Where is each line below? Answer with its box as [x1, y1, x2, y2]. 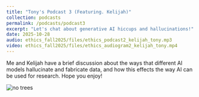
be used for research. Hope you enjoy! [6, 72, 103, 79]
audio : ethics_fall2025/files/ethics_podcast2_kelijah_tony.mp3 [6, 37, 172, 43]
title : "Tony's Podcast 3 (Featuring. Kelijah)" [6, 8, 132, 15]
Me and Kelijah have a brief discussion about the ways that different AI [6, 59, 183, 67]
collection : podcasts [6, 15, 61, 21]
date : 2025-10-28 [6, 32, 50, 38]
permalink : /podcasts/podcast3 [6, 20, 86, 26]
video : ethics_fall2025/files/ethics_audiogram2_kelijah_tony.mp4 [6, 43, 178, 49]
